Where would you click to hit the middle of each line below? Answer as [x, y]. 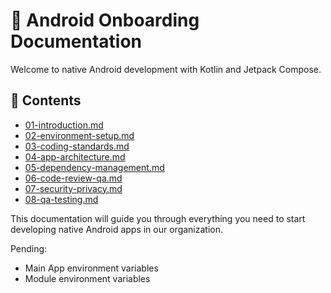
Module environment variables [87, 278]
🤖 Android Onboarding [105, 20]
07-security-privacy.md [73, 188]
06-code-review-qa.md [73, 178]
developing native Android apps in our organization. [117, 229]
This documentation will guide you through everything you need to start [158, 218]
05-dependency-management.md [94, 167]
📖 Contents [46, 100]
